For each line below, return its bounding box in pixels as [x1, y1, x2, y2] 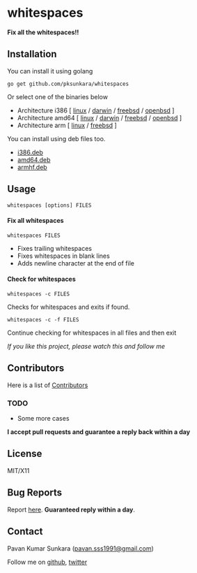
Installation [7, 48, 57, 60]
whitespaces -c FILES [7, 290, 70, 298]
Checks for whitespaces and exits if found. [7, 303, 130, 311]
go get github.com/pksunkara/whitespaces [7, 80, 129, 87]
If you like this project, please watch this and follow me [7, 342, 166, 350]
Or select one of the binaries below [7, 92, 108, 101]
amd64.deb [17, 155, 51, 164]
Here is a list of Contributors [7, 381, 88, 389]
